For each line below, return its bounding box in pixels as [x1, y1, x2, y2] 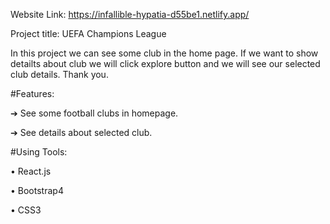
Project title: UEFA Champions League [10, 28, 167, 39]
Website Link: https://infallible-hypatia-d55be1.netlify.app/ [10, 9, 250, 20]
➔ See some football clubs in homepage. [10, 107, 179, 119]
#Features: [10, 88, 55, 99]
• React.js [10, 165, 52, 177]
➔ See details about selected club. [10, 127, 153, 138]
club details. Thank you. [10, 69, 109, 80]
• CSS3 [10, 204, 42, 216]
